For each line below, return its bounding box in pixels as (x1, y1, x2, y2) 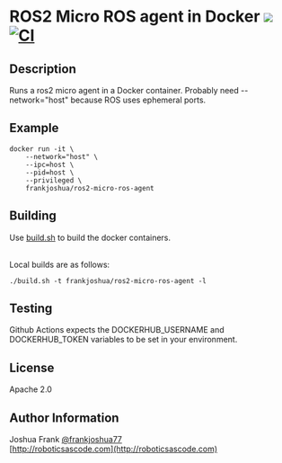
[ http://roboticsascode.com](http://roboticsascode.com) (9, 443, 218, 455)
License (9, 360, 55, 375)
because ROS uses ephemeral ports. (70, 94, 207, 105)
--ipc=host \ (25, 160, 75, 169)
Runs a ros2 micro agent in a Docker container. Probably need (9, 85, 240, 95)
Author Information (9, 410, 119, 425)
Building (9, 209, 57, 224)
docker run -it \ (9, 144, 75, 154)
